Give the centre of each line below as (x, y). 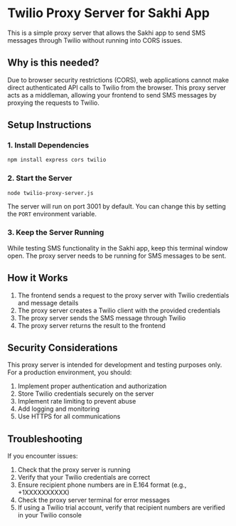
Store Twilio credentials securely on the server (86, 394)
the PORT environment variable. (52, 214)
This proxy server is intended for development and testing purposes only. (115, 365)
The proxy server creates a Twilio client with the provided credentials (119, 310)
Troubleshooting (45, 439)
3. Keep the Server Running (56, 233)
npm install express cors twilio (57, 160)
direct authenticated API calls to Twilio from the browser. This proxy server (117, 88)
